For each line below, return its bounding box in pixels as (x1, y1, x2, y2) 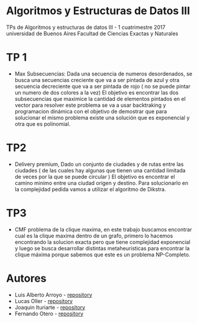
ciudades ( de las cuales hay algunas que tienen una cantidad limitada (14, 167, 186, 174)
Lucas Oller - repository (14, 297, 73, 305)
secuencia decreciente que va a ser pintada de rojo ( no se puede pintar (14, 83, 191, 90)
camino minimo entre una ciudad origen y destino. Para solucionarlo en (14, 179, 189, 187)
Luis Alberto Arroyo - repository (14, 291, 93, 298)
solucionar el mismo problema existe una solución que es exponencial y (14, 114, 190, 121)
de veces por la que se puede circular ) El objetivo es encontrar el (14, 173, 176, 180)
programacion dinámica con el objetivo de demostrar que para (14, 107, 167, 115)
